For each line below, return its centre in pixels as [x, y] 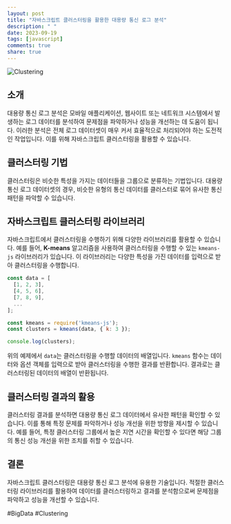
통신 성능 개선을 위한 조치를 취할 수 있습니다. [74, 441]
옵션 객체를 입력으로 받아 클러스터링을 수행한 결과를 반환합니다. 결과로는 [117, 364]
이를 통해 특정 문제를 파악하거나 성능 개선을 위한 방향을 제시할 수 [113, 423]
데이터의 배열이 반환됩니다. [73, 373]
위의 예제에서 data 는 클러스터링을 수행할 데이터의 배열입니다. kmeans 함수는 [108, 356]
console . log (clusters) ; [41, 342]
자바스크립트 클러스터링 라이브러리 [76, 221]
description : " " [32, 26]
